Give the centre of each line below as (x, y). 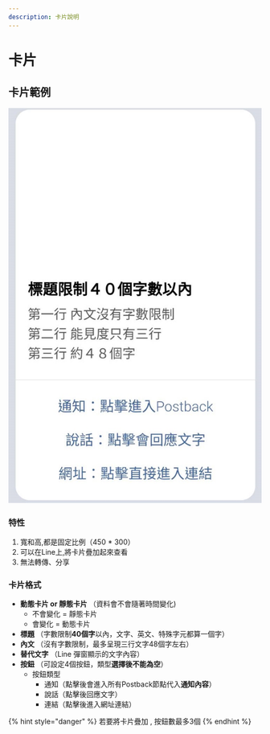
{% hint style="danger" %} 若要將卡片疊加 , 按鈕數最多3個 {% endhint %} (130, 721)
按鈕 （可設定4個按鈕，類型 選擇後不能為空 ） (94, 664)
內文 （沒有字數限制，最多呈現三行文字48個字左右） (106, 644)
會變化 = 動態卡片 (61, 624)
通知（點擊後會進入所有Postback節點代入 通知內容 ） (130, 684)
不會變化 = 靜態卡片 (65, 613)
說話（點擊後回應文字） (83, 694)
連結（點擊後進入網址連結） (90, 704)
